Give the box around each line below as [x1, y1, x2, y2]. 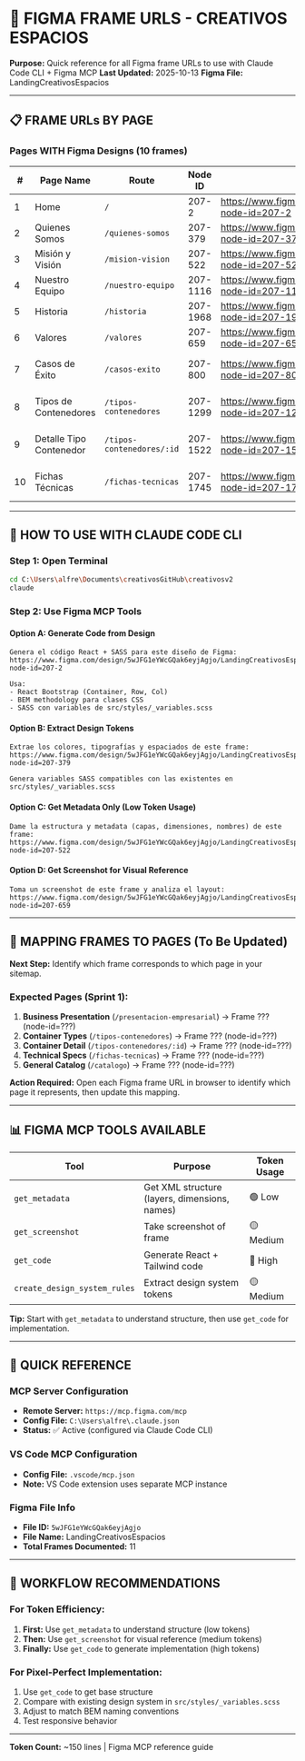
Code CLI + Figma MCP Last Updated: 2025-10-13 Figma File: [9, 67, 243, 78]
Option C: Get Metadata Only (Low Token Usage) [9, 801, 197, 812]
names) [143, 1203, 177, 1216]
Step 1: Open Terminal [9, 554, 109, 567]
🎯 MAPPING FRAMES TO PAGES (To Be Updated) [9, 934, 289, 950]
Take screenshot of [143, 1220, 226, 1233]
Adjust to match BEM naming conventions [22, 1706, 180, 1716]
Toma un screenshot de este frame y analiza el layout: [9, 885, 225, 894]
